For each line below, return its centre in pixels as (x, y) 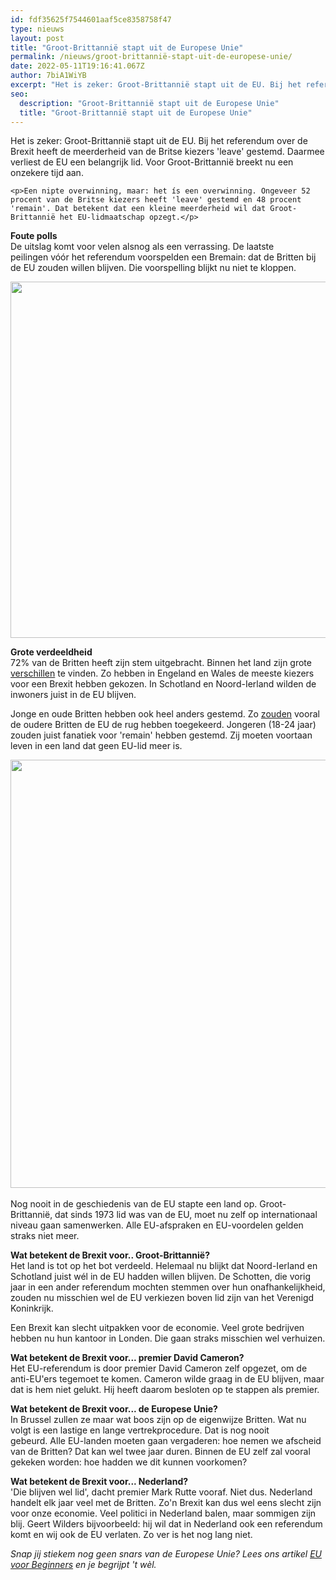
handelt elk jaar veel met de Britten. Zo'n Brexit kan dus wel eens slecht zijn (166, 1503)
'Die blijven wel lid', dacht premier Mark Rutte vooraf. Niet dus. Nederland (161, 1492)
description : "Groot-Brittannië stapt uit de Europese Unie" (149, 103)
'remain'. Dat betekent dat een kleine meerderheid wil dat (138, 209)
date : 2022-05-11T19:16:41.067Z (77, 66)
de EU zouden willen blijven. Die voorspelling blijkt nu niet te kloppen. (153, 268)
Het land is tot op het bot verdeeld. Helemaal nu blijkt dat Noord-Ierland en (164, 1266)
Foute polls (34, 236)
